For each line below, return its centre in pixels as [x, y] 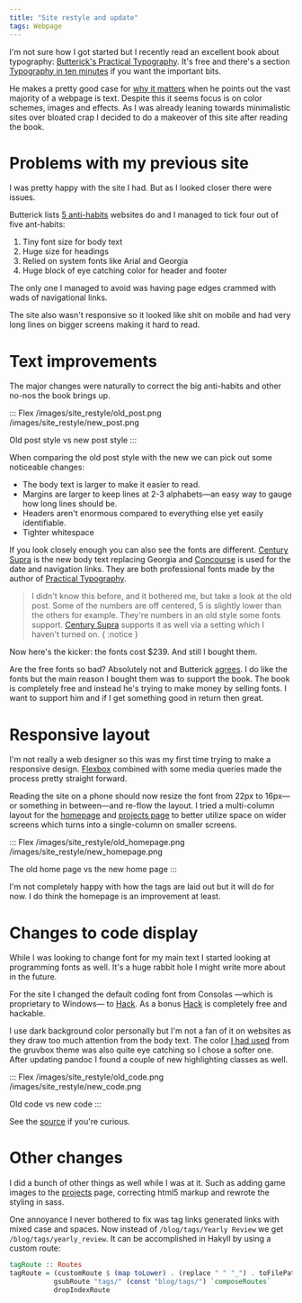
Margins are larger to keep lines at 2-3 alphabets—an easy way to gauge [157, 494]
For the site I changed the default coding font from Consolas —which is [142, 994]
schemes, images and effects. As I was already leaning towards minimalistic [150, 107]
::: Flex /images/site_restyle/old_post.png [85, 413]
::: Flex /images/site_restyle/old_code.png [87, 1077]
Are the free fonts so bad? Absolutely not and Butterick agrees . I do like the [148, 670]
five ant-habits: [37, 224]
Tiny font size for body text [72, 242]
